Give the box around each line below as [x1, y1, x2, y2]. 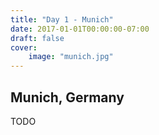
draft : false [10, 33, 65, 43]
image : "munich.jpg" [28, 52, 114, 62]
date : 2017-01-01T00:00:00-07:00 [10, 24, 150, 34]
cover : [10, 42, 38, 53]
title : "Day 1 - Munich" [10, 14, 114, 25]
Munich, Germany [10, 89, 125, 106]
